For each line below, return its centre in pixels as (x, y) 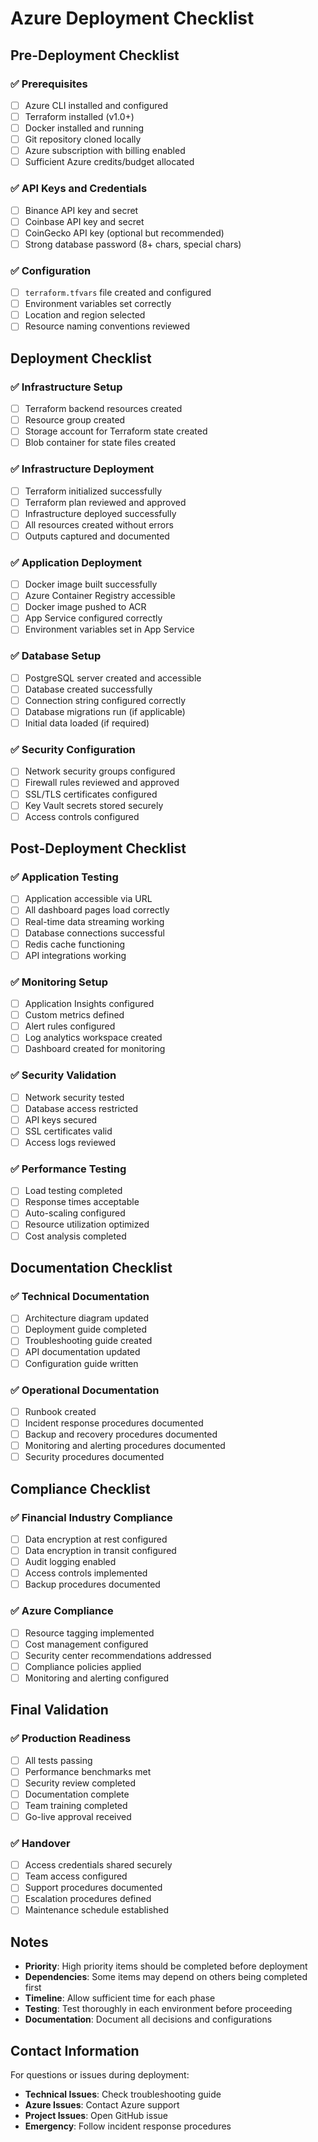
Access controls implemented (86, 1573)
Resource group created (75, 420)
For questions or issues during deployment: (100, 2075)
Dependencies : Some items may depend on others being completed (166, 1977)
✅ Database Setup (56, 656)
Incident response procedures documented (114, 1423)
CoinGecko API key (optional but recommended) (124, 233)
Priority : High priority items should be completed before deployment (166, 1966)
